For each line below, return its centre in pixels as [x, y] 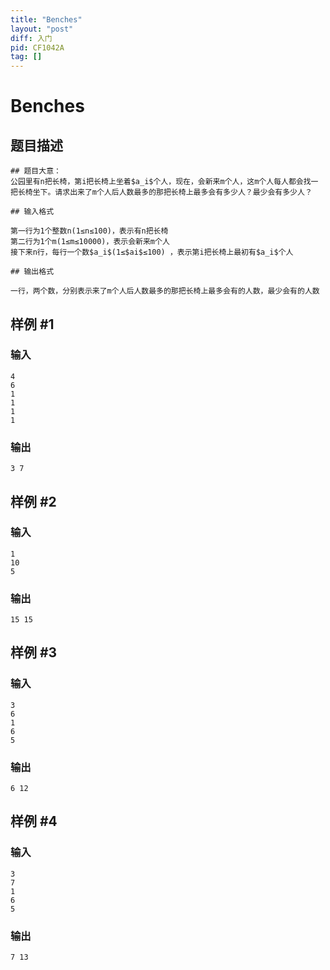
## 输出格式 [32, 272]
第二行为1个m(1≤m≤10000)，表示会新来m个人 [90, 242]
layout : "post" [42, 29]
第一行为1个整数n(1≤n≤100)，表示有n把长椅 [89, 231]
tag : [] [26, 57]
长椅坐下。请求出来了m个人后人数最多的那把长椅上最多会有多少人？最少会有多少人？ [165, 192]
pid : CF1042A [37, 47]
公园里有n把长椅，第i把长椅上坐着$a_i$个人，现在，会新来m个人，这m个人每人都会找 [161, 182]
